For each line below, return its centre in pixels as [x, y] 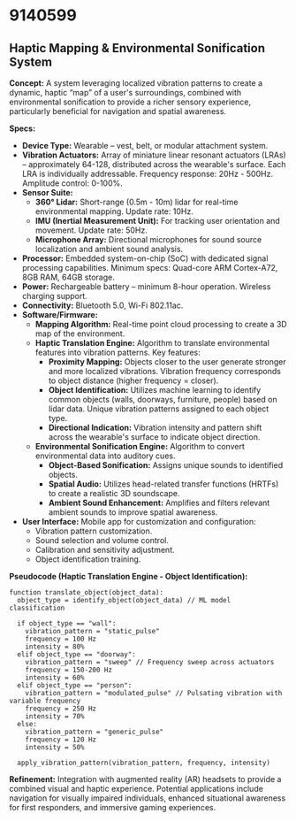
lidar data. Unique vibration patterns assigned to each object [159, 409]
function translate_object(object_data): [87, 593]
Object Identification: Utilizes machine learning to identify [155, 390]
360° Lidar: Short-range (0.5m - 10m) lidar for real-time [137, 202]
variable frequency [45, 701]
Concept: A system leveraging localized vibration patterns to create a [136, 83]
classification [37, 608]
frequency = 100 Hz [61, 639]
